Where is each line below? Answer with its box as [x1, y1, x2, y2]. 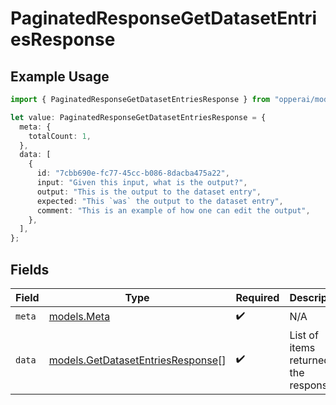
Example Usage [10, 68, 110, 85]
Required [235, 290, 280, 304]
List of [289, 328, 319, 342]
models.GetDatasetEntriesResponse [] [48, 353, 227, 367]
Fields [10, 261, 50, 278]
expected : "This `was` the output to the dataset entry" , [36, 196, 284, 206]
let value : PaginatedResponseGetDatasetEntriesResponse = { [10, 112, 267, 122]
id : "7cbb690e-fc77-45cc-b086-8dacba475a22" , [36, 168, 230, 179]
